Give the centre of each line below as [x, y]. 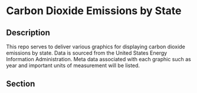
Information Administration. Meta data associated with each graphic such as [99, 59]
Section [21, 84]
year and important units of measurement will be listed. [73, 65]
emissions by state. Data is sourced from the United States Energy [87, 53]
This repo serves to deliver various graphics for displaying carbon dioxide [96, 46]
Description [28, 33]
